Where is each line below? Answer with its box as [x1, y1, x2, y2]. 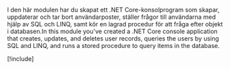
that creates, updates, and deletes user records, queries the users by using [7, 34, 219, 43]
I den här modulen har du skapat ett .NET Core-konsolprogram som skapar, [7, 6, 220, 14]
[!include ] [7, 55, 34, 63]
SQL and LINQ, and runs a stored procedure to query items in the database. [7, 42, 220, 49]
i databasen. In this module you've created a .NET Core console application [7, 27, 218, 35]
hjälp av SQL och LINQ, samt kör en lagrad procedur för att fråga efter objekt [7, 20, 223, 28]
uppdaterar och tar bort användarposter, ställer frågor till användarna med [7, 13, 216, 21]
